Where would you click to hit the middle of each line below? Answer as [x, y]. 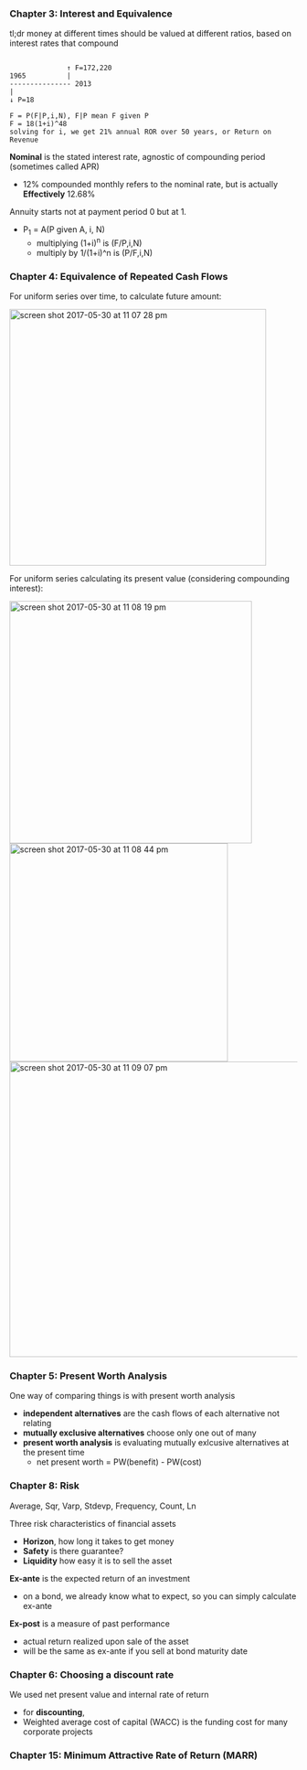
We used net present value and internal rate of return [109, 1694]
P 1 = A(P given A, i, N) [64, 231]
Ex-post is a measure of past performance [90, 1623]
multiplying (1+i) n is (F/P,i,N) [89, 242]
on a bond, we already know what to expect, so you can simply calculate [159, 1596]
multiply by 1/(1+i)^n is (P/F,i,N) [95, 252]
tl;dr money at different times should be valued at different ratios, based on [151, 34]
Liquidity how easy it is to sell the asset [97, 1561]
